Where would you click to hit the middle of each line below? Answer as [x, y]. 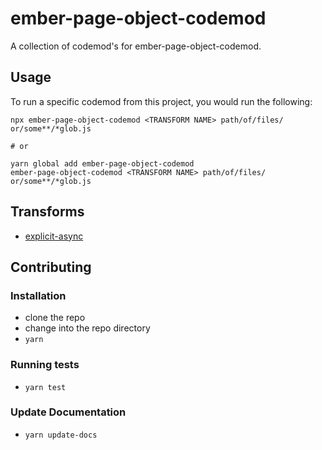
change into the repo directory [87, 328]
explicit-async [54, 236]
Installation [38, 295]
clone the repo [55, 318]
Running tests [45, 365]
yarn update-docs [61, 435]
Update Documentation [68, 412]
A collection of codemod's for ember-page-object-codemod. [136, 46]
